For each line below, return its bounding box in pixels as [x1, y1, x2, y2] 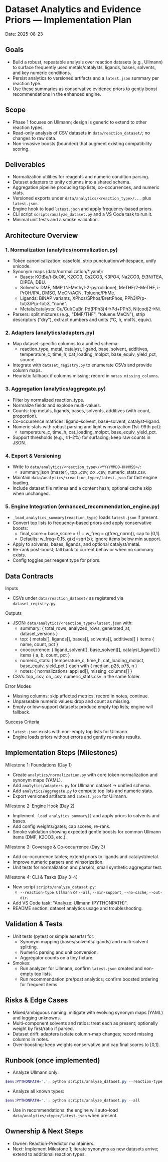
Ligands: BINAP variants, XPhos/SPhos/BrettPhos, [20, 295, 124, 301]
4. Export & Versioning [5, 452, 61, 459]
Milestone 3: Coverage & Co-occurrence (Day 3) [5, 844, 105, 850]
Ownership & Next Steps [5, 1127, 83, 1136]
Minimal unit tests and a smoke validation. [12, 217, 99, 223]
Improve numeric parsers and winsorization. [12, 859, 104, 865]
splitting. [20, 944, 38, 950]
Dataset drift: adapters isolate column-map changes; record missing [12, 1030, 154, 1037]
